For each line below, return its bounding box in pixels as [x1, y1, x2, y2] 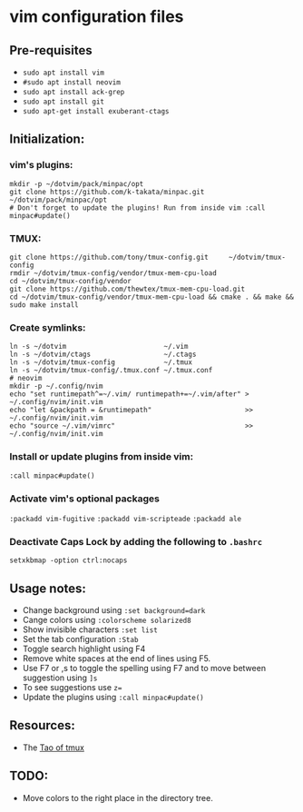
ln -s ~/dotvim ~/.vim [9, 342, 189, 352]
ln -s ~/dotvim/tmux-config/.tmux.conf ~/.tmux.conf [9, 366, 213, 375]
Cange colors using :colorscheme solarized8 [22, 614, 192, 625]
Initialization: [9, 132, 85, 147]
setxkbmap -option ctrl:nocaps [9, 556, 128, 565]
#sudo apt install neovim [22, 78, 121, 87]
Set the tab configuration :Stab [22, 633, 139, 644]
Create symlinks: [9, 321, 86, 333]
